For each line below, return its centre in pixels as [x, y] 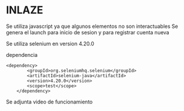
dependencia [22, 55]
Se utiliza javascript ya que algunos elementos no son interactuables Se [92, 26]
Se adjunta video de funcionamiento [49, 102]
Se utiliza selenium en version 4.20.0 [50, 44]
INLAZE [25, 10]
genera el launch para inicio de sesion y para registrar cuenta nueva [88, 32]
